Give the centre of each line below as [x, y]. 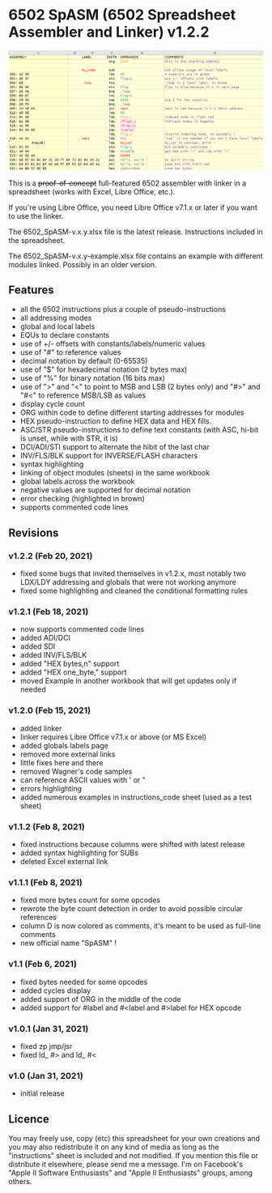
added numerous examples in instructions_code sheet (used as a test [136, 797]
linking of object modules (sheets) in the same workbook [115, 473]
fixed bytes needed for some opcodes [84, 982]
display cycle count [52, 404]
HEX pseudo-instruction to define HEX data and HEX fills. [116, 421]
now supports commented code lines [82, 629]
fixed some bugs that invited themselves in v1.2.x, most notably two [133, 573]
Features [31, 290]
